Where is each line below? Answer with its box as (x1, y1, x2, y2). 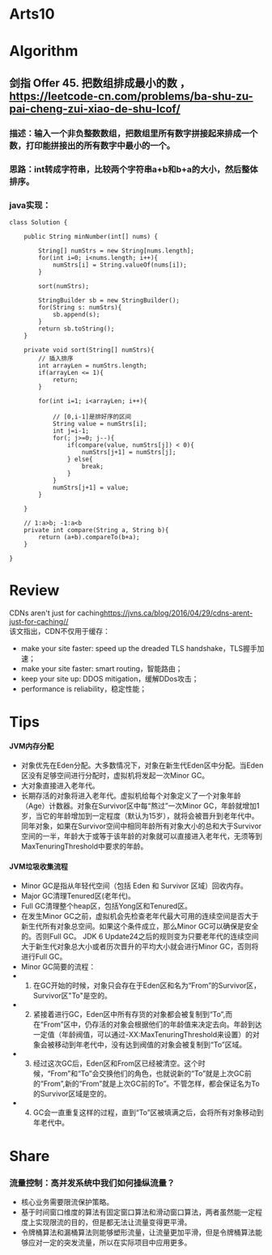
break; (81, 462, 104, 470)
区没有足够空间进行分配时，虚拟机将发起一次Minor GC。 (20, 771, 210, 781)
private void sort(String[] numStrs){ (23, 346, 155, 354)
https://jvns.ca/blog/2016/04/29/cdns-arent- (103, 608, 253, 618)
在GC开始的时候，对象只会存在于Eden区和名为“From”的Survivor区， (32, 981, 261, 990)
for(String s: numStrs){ (38, 303, 122, 312)
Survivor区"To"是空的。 (32, 991, 113, 1001)
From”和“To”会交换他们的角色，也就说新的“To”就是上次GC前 (50, 1069, 252, 1078)
